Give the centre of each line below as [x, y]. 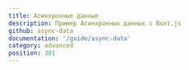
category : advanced [41, 46]
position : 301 [32, 53]
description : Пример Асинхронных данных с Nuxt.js [95, 23]
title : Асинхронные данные [53, 16]
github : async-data [41, 31]
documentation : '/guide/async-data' [70, 38]
